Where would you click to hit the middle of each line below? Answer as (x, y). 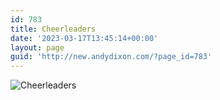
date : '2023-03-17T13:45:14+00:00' (84, 38)
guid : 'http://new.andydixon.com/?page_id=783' (111, 57)
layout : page (37, 47)
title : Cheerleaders (53, 29)
